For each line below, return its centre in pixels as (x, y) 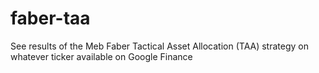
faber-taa (50, 18)
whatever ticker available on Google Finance (101, 56)
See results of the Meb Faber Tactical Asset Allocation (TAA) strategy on (159, 46)
